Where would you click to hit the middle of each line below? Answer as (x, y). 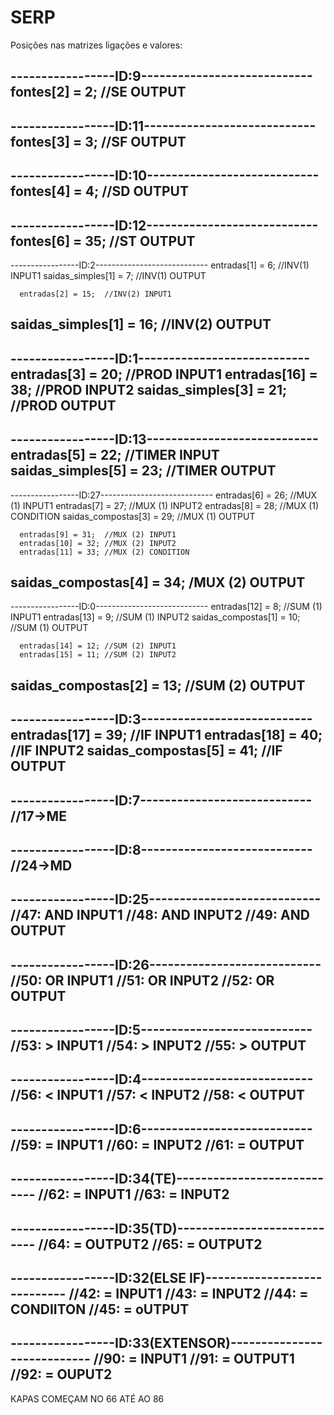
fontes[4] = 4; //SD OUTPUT (99, 191)
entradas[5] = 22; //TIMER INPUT (115, 455)
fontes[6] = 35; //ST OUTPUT (103, 241)
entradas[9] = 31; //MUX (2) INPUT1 (98, 534)
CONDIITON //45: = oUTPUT (100, 1309)
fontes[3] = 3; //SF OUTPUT (98, 141)
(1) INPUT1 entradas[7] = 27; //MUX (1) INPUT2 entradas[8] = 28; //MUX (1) (165, 505)
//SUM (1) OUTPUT (49, 628)
